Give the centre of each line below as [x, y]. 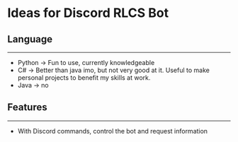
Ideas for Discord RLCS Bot [88, 13]
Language [30, 39]
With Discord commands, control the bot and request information [112, 131]
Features [27, 107]
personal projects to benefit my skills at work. [84, 78]
